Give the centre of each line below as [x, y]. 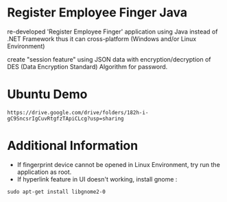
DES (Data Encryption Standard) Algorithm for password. [87, 66]
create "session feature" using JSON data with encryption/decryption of [109, 59]
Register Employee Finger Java [97, 13]
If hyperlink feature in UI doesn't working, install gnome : [97, 179]
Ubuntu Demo [47, 94]
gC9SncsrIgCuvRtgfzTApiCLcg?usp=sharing [66, 118]
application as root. [44, 172]
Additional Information [73, 146]
